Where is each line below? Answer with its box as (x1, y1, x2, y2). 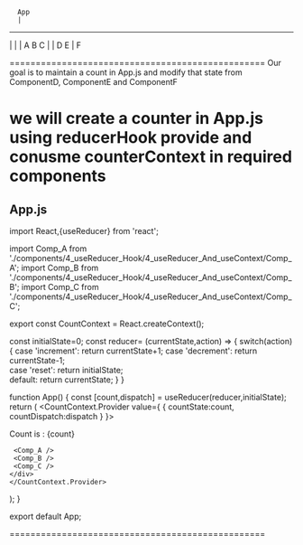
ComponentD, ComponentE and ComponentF (9, 77, 179, 87)
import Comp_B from (21, 262, 99, 273)
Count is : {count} (9, 428, 75, 439)
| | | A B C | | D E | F (9, 40, 82, 51)
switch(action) (239, 336, 293, 346)
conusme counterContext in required (9, 146, 293, 167)
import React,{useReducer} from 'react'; (9, 226, 160, 236)
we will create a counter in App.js (9, 108, 264, 129)
